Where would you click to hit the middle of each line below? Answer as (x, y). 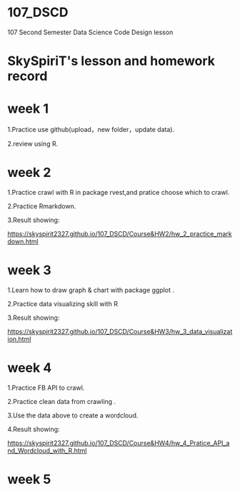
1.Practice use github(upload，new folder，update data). (91, 130)
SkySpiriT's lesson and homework (111, 61)
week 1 (28, 109)
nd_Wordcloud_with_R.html (47, 450)
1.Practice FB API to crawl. (46, 388)
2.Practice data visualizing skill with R (62, 303)
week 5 (29, 480)
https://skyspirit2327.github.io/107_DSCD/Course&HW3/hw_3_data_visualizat (120, 331)
